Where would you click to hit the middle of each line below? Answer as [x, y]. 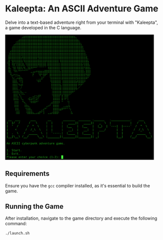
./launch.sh [17, 234]
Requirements [27, 174]
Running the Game [34, 206]
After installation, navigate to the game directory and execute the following [81, 218]
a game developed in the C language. [43, 27]
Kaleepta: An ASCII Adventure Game [82, 9]
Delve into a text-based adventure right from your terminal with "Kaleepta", [82, 22]
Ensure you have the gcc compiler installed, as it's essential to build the [78, 185]
